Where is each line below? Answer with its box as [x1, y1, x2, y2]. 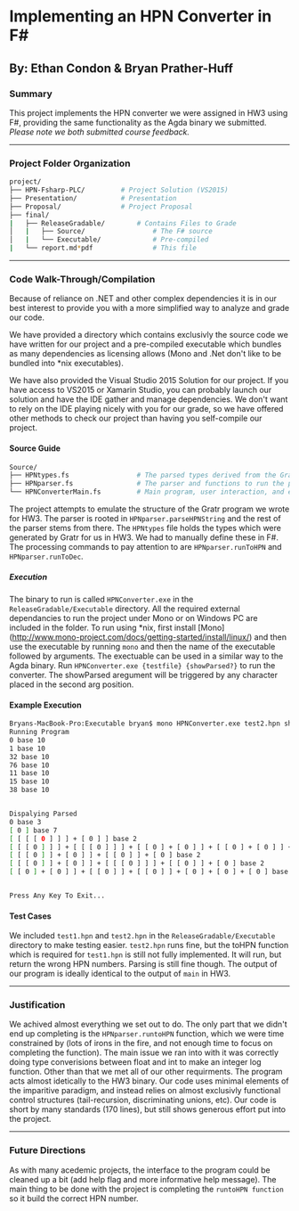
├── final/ [9, 210, 50, 219]
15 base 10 [9, 777, 50, 786]
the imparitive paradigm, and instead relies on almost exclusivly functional [9, 1085, 281, 1096]
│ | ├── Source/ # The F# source [9, 227, 214, 236]
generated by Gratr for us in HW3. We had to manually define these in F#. [9, 532, 279, 543]
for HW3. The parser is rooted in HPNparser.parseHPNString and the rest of [9, 513, 282, 524]
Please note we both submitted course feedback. [9, 127, 190, 137]
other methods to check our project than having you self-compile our [9, 413, 263, 424]
